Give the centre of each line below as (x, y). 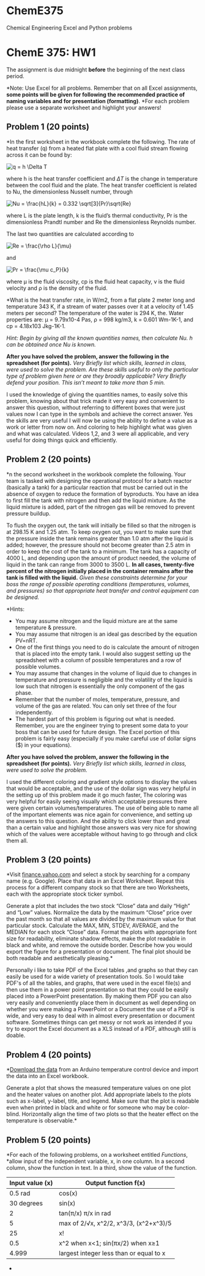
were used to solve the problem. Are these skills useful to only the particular (102, 369)
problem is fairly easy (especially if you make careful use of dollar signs (106, 738)
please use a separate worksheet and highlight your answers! (84, 108)
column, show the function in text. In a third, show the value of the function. (102, 1167)
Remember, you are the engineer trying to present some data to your (102, 725)
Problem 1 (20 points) (48, 127)
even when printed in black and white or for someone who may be (90, 1108)
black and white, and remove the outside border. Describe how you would (99, 945)
